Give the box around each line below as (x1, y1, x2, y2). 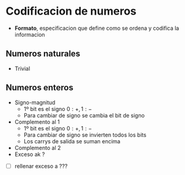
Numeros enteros (5, 82, 74, 93)
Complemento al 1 (14, 118, 60, 126)
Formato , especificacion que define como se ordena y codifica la (14, 24, 180, 32)
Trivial (14, 65, 31, 72)
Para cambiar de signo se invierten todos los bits (23, 131, 147, 138)
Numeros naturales (5, 49, 81, 59)
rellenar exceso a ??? (14, 162, 68, 170)
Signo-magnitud (14, 99, 56, 106)
